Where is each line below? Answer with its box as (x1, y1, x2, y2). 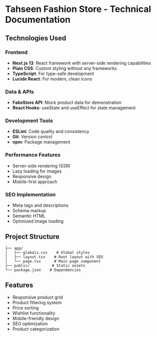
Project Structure (5, 233, 60, 241)
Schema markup (12, 208, 46, 214)
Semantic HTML (12, 213, 46, 219)
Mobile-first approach (12, 178, 58, 184)
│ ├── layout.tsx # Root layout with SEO (5, 254, 103, 259)
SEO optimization (12, 321, 48, 327)
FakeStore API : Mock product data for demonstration (12, 99, 122, 105)
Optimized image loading (12, 218, 64, 224)
